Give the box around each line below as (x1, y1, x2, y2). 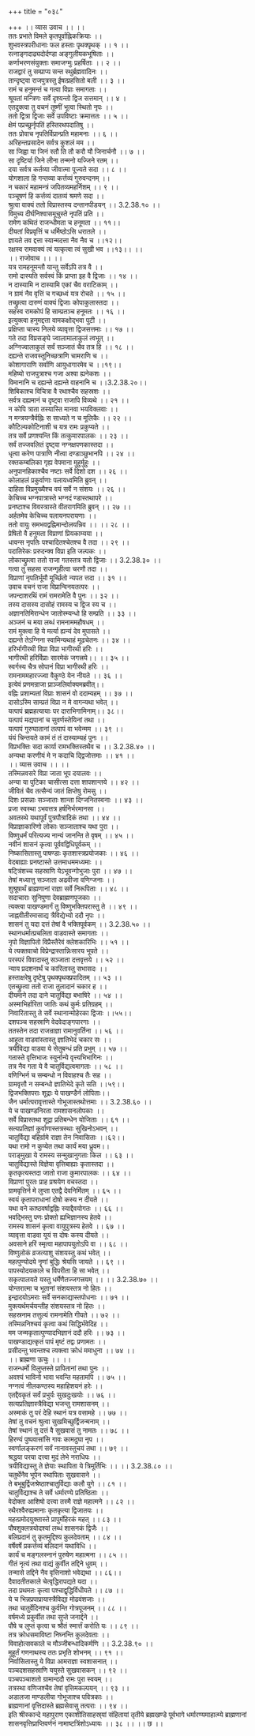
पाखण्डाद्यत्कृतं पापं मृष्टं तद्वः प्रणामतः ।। (8, 1337, 107, 1346)
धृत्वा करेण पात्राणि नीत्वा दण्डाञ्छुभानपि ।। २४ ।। (8, 449, 136, 458)
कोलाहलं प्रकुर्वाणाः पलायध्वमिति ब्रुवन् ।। (8, 475, 107, 485)
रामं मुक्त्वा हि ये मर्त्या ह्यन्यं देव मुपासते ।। (8, 627, 111, 636)
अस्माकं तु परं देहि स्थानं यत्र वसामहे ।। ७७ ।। (8, 1408, 128, 1417)
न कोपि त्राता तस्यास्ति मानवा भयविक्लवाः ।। (8, 404, 118, 414)
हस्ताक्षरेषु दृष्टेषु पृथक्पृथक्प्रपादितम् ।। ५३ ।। (8, 973, 122, 982)
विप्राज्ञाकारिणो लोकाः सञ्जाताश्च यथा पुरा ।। (8, 822, 119, 831)
